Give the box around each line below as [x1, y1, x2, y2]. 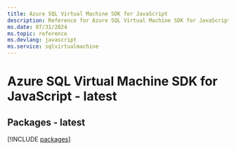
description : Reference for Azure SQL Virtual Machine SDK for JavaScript [7, 17, 231, 24]
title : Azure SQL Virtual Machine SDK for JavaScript [7, 10, 169, 18]
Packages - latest [7, 116, 86, 128]
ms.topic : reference [7, 30, 68, 37]
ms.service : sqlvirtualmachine [7, 43, 99, 50]
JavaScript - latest [7, 89, 117, 104]
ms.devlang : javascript [7, 37, 77, 44]
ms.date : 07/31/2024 [7, 23, 68, 30]
